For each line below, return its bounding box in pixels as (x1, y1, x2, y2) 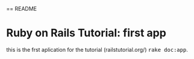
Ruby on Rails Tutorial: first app (6, 26, 167, 40)
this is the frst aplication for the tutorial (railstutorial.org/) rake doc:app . (6, 46, 188, 53)
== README (6, 5, 37, 12)
